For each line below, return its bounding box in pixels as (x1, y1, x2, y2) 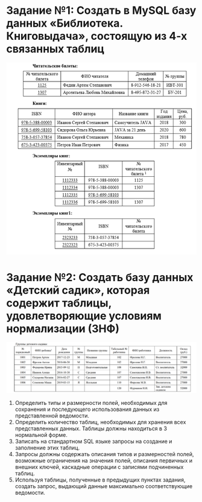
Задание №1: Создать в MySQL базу (6, 4, 197, 17)
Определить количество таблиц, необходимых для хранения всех (14, 418, 186, 425)
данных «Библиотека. (6, 16, 123, 30)
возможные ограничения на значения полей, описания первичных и (14, 457, 193, 464)
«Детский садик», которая (6, 283, 150, 297)
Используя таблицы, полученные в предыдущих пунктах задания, (14, 476, 186, 483)
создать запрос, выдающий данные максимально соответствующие (14, 482, 193, 489)
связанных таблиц (6, 42, 104, 56)
